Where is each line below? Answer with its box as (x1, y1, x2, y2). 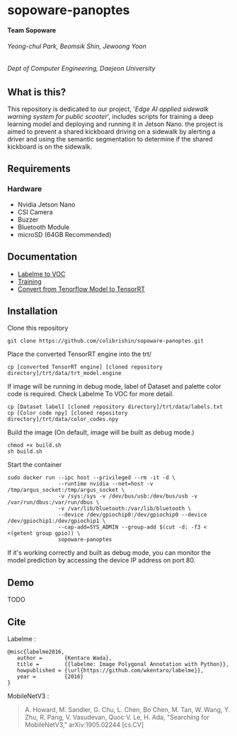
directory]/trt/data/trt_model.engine (7, 370, 122, 377)
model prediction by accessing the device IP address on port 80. (7, 556, 196, 565)
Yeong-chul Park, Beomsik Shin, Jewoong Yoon (7, 42, 147, 51)
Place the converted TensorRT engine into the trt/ (7, 350, 152, 359)
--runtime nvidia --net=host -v (57, 481, 154, 488)
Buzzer (17, 215, 39, 224)
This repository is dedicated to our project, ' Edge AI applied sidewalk (7, 105, 209, 113)
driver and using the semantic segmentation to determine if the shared (7, 135, 213, 144)
